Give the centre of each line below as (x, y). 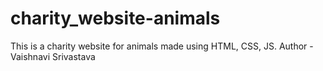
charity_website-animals (115, 18)
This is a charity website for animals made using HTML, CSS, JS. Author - (162, 46)
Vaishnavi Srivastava (53, 56)
